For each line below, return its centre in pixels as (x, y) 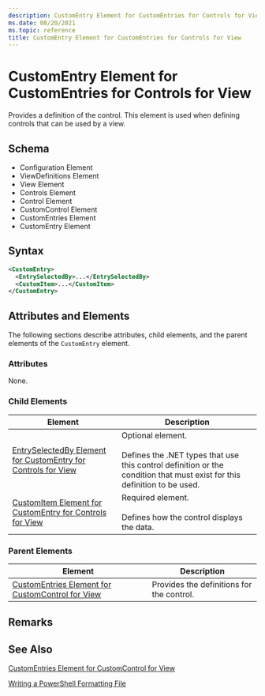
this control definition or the (172, 465)
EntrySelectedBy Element (59, 450)
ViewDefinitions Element (59, 176)
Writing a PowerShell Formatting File (67, 683)
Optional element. (154, 435)
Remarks (31, 622)
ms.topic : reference (42, 30)
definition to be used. (160, 484)
